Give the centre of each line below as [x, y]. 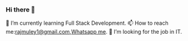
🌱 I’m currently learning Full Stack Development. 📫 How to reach [87, 23]
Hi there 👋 [21, 10]
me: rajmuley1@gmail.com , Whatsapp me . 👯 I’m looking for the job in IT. [94, 32]
